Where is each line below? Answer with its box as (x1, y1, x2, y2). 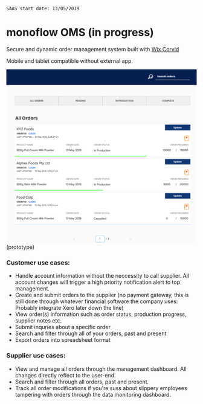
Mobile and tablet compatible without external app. (6, 57, 133, 65)
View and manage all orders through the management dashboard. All (14, 365, 187, 373)
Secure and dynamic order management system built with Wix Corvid (6, 45, 179, 53)
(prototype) (6, 243, 35, 251)
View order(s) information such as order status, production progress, (14, 310, 187, 318)
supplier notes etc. (14, 317, 62, 324)
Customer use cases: (6, 258, 71, 267)
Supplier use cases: (6, 351, 66, 360)
